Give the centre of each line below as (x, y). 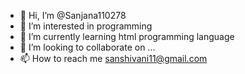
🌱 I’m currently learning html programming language (127, 36)
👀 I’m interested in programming (86, 26)
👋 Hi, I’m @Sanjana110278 (73, 15)
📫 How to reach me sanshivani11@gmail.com (113, 58)
